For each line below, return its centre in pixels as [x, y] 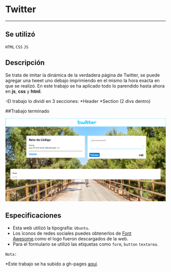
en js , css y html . [24, 91]
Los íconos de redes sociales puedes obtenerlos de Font [72, 233]
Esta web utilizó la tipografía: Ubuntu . [51, 228]
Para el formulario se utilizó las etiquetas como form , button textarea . [85, 244]
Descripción [25, 63]
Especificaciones [33, 216]
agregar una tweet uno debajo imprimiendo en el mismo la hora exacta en [83, 80]
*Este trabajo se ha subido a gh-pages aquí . [52, 264]
